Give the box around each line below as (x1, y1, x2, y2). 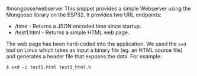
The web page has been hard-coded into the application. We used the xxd (6, 41, 186, 47)
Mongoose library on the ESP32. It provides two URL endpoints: (6, 11, 162, 18)
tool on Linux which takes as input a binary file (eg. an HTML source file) (6, 47, 183, 54)
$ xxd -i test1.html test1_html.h (6, 64, 92, 70)
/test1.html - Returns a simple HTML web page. (14, 29, 130, 36)
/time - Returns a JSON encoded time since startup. (14, 23, 141, 29)
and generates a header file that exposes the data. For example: (6, 53, 162, 60)
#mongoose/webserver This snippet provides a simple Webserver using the (6, 5, 191, 12)
